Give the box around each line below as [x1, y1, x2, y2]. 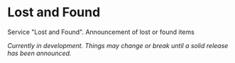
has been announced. [7, 49, 72, 57]
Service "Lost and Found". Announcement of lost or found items [7, 28, 195, 36]
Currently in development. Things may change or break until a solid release [7, 41, 229, 50]
